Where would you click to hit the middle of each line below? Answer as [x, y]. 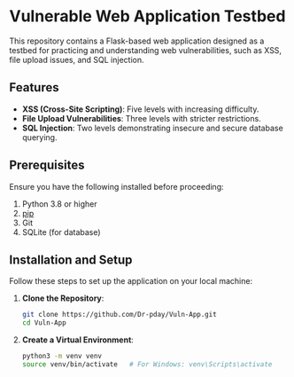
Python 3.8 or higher [59, 204]
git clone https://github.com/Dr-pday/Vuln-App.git [119, 315]
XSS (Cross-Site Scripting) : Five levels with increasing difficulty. [140, 109]
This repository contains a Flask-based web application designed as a [137, 41]
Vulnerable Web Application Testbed [147, 16]
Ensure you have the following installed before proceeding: [116, 186]
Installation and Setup [71, 259]
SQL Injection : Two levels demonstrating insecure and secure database [152, 128]
